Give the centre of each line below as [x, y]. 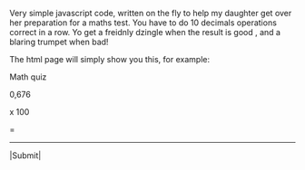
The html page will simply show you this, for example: [110, 59]
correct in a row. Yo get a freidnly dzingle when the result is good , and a [145, 32]
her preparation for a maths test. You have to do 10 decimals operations [143, 23]
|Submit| [25, 156]
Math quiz [28, 77]
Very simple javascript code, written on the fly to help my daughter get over [151, 13]
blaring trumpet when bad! [59, 42]
